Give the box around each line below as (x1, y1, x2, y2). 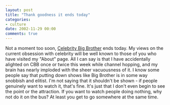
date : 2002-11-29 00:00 (5, 27, 56, 32)
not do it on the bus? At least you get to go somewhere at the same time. (5, 94, 159, 100)
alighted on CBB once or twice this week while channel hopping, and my (5, 62, 158, 67)
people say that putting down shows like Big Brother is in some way (5, 72, 148, 78)
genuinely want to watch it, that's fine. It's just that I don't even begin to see (5, 83, 165, 89)
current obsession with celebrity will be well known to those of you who (5, 50, 157, 57)
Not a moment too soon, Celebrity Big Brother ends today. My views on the (5, 45, 164, 51)
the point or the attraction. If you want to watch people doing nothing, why (5, 89, 162, 94)
